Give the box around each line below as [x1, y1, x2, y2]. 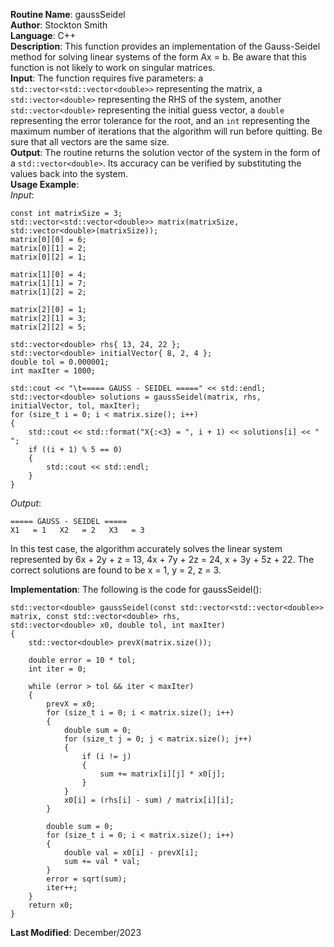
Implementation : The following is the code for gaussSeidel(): [10, 584, 262, 595]
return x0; [28, 900, 74, 910]
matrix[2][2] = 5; [10, 322, 87, 332]
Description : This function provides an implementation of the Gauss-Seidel [10, 40, 321, 52]
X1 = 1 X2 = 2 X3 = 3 [10, 525, 145, 535]
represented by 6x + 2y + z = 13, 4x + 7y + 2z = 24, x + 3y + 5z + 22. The [10, 554, 315, 565]
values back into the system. [10, 168, 128, 179]
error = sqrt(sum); [46, 874, 128, 884]
